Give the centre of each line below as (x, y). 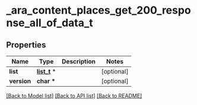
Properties (26, 45)
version (20, 81)
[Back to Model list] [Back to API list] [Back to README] (74, 96)
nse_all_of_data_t (50, 23)
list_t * (46, 71)
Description (79, 61)
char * (46, 81)
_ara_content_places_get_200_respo (99, 10)
